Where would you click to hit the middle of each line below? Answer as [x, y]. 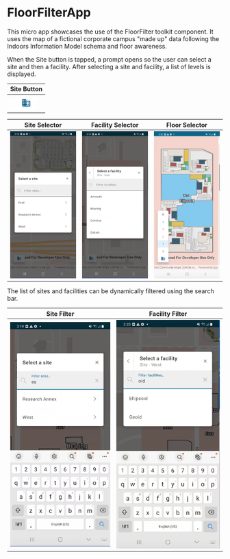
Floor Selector [187, 125]
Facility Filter [168, 314]
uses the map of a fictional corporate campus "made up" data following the [113, 38]
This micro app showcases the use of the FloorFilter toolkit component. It [110, 32]
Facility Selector [115, 125]
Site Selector [43, 125]
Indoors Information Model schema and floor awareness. [87, 46]
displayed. [22, 74]
